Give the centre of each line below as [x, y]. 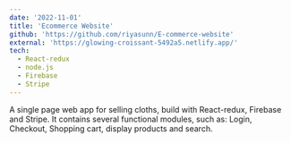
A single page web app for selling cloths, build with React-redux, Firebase [145, 109]
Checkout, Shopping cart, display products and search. [111, 128]
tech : [19, 51]
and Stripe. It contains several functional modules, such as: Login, [131, 119]
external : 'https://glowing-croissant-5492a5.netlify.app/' [124, 42]
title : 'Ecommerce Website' [62, 26]
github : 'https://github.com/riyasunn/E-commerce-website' [122, 34]
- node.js [35, 68]
